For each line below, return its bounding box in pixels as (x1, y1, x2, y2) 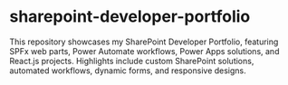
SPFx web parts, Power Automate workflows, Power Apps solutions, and (9, 45, 280, 56)
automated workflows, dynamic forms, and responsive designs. (9, 65, 246, 76)
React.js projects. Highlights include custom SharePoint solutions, (9, 55, 254, 66)
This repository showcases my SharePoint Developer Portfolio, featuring (9, 36, 279, 47)
